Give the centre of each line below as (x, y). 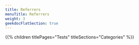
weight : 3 (15, 19)
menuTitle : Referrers (27, 14)
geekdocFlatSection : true (32, 23)
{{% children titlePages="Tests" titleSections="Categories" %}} (70, 37)
